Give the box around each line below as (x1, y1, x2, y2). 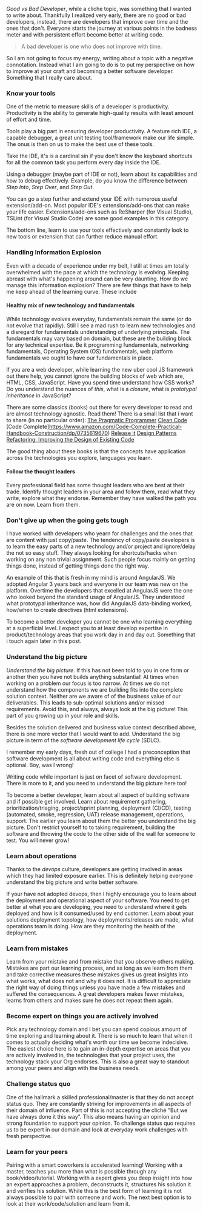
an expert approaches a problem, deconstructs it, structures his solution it (6, 1181, 191, 1188)
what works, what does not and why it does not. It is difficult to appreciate (6, 978, 191, 985)
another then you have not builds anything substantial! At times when (6, 673, 179, 680)
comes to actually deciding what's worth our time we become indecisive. (6, 1038, 188, 1046)
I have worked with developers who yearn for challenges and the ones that (6, 530, 193, 537)
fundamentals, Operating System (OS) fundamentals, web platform (6, 347, 173, 355)
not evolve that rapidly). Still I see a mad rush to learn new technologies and (6, 322, 196, 329)
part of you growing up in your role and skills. (6, 712, 119, 719)
